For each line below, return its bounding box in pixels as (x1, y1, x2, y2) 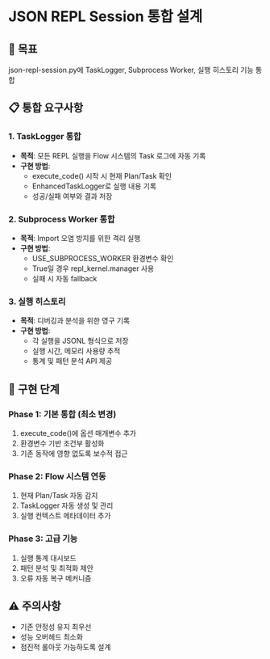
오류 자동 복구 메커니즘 (19, 573, 92, 583)
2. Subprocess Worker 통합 (8, 213, 115, 225)
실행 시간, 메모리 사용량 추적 (31, 346, 121, 356)
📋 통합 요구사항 (8, 101, 83, 115)
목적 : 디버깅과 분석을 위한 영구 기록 (19, 316, 131, 326)
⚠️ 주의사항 (8, 599, 61, 613)
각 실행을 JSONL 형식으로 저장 (31, 336, 129, 346)
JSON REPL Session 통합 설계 (8, 7, 203, 26)
